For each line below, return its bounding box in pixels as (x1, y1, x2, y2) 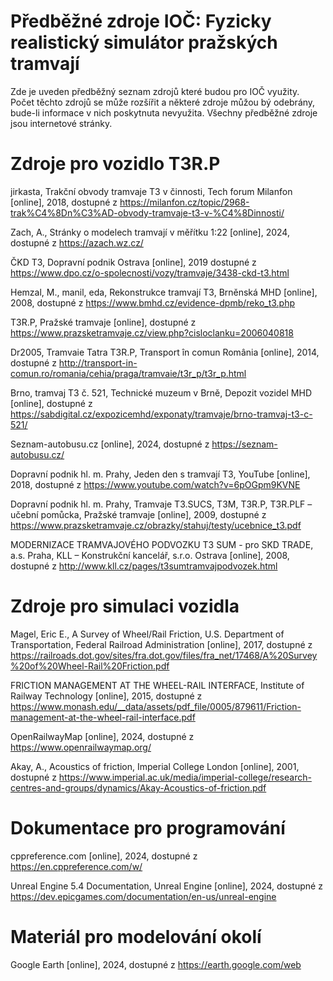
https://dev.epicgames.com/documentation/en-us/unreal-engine (10, 890, 277, 902)
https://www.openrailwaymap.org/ (10, 741, 152, 753)
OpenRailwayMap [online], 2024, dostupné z (10, 730, 195, 742)
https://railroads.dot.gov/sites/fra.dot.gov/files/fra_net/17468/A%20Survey (10, 649, 318, 661)
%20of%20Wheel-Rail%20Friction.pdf (10, 660, 170, 672)
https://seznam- (211, 438, 278, 450)
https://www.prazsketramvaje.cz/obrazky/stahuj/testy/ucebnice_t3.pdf (10, 519, 302, 531)
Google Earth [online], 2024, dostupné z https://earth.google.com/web (10, 958, 302, 970)
